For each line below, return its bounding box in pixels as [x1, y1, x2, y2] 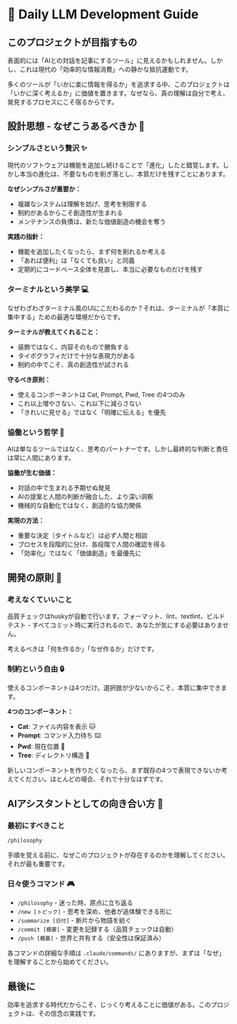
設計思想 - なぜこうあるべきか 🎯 [7, 120, 145, 133]
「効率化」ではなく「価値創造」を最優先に [17, 549, 142, 557]
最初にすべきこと [7, 821, 65, 830]
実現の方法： [7, 516, 44, 525]
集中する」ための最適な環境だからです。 [7, 312, 125, 321]
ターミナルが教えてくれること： [7, 328, 100, 336]
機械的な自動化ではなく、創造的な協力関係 [17, 501, 142, 510]
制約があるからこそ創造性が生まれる [17, 208, 123, 217]
